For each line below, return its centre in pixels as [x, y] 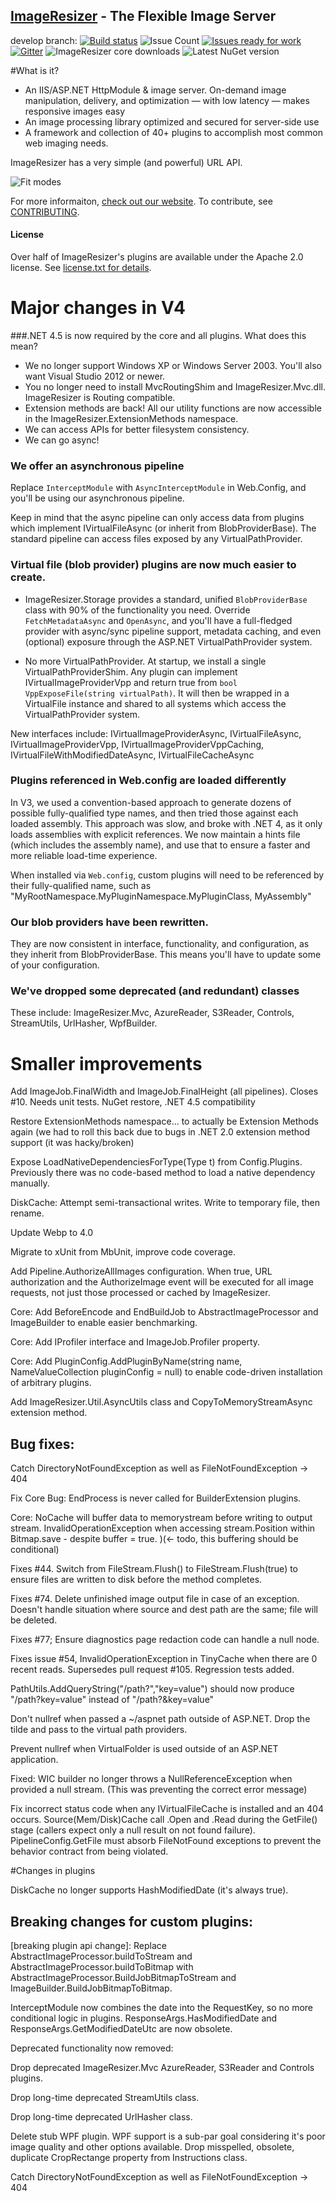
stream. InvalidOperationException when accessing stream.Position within [163, 1528]
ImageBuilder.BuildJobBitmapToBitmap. [91, 1988]
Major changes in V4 [98, 308]
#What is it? [35, 70]
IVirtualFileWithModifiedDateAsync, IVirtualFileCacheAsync [132, 755]
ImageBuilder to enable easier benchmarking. [104, 1323]
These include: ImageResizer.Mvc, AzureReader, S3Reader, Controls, [152, 1013]
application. [34, 1760]
